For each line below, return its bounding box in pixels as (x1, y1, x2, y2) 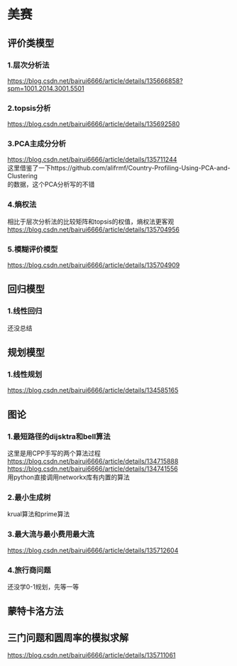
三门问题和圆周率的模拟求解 (7, 631, 129, 643)
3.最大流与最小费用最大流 (7, 530, 94, 540)
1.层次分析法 (7, 60, 50, 70)
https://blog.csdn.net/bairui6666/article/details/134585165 (7, 386, 179, 395)
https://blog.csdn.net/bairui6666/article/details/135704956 (7, 225, 180, 234)
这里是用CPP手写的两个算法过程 (7, 449, 101, 458)
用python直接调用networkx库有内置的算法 (7, 473, 130, 481)
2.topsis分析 (7, 103, 51, 113)
